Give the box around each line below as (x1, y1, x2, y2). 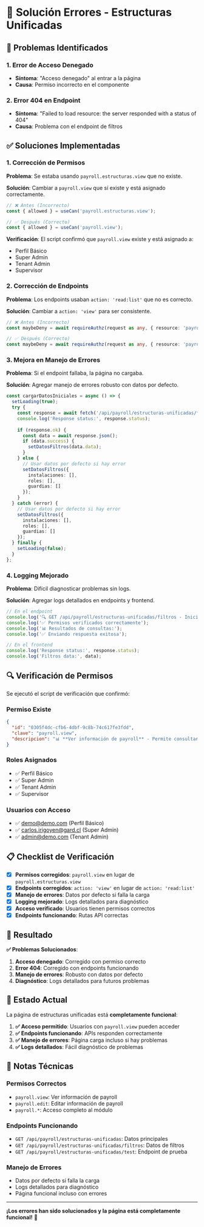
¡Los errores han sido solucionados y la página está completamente (6, 1208, 181, 1215)
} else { (17, 455, 39, 461)
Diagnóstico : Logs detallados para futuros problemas (15, 977, 150, 985)
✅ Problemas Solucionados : (6, 946, 78, 953)
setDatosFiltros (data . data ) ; (28, 444, 102, 450)
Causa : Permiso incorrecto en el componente (15, 81, 129, 88)
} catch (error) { (12, 500, 59, 506)
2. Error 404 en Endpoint (6, 96, 81, 104)
